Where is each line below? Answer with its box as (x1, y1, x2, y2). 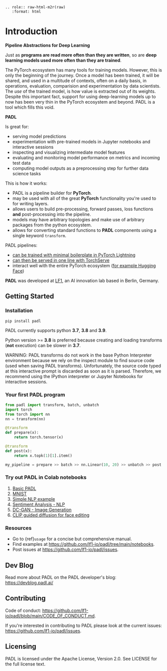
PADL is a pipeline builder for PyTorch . (12, 190, 92, 196)
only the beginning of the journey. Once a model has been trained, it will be (5, 72, 160, 78)
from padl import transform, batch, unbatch (5, 402, 99, 408)
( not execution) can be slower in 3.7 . (5, 342, 81, 348)
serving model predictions (12, 133, 66, 139)
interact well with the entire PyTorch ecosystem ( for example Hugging (12, 262, 156, 268)
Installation (5, 307, 33, 314)
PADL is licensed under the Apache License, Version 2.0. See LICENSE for (5, 655, 158, 661)
